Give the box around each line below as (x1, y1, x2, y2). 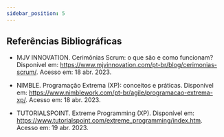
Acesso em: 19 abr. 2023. (16, 124, 89, 132)
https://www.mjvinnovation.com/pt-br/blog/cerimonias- (60, 61, 217, 69)
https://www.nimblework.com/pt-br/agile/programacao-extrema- (29, 88, 214, 97)
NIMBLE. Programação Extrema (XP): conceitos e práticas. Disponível (16, 82, 214, 90)
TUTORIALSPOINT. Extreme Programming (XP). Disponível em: (16, 109, 195, 117)
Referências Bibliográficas (6, 36, 122, 47)
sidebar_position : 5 (6, 10, 66, 17)
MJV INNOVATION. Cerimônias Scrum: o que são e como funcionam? (16, 53, 214, 62)
